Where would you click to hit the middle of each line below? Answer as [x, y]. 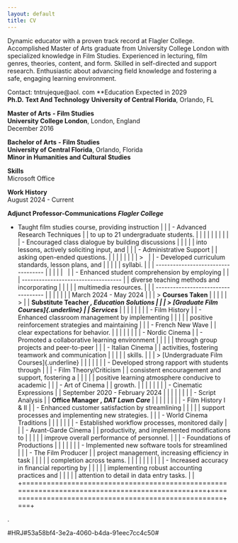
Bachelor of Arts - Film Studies [54, 142]
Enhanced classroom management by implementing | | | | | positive [115, 317]
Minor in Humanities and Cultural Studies [69, 157]
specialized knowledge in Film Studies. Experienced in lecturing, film [107, 56]
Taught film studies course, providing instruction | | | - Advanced [112, 227]
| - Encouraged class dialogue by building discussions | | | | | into [112, 242]
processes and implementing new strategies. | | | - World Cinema [113, 415]
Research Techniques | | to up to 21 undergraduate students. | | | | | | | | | [123, 234]
